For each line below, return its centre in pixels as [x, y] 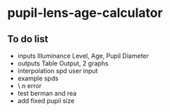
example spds [38, 78]
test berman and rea [47, 93]
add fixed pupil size [46, 101]
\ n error [30, 86]
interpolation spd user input [57, 71]
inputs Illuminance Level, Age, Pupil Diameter [83, 56]
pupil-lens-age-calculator [85, 13]
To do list [28, 39]
